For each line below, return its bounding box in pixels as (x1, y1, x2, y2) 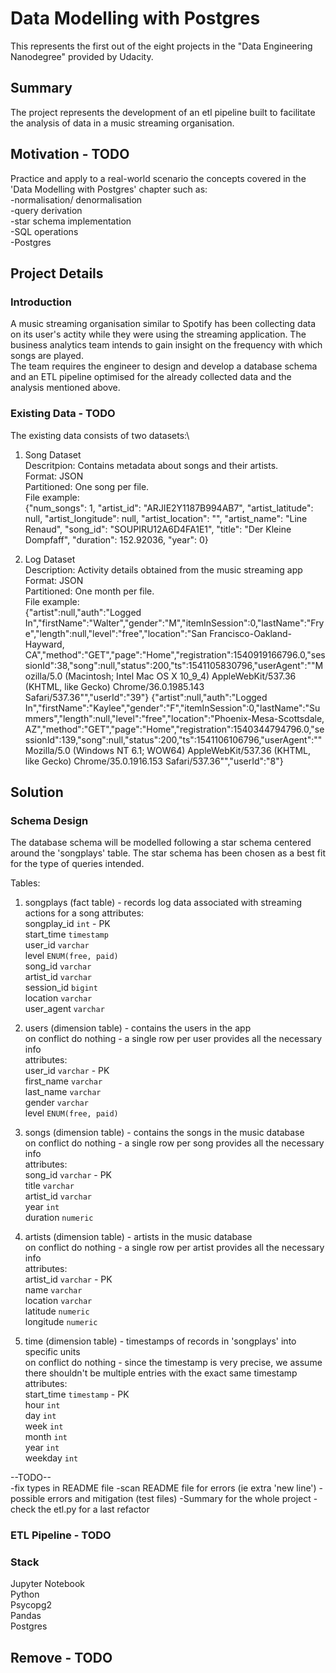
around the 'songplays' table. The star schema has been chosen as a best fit (10, 847, 326, 859)
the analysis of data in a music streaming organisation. (10, 117, 235, 129)
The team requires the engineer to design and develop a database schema (10, 360, 318, 372)
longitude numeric (24, 1316, 98, 1328)
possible (10, 1493, 46, 1505)
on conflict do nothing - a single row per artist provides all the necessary (24, 1242, 325, 1254)
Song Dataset (24, 448, 82, 461)
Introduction (10, 295, 72, 309)
